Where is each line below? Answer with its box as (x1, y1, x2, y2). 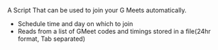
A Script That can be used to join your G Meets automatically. (7, 6, 187, 14)
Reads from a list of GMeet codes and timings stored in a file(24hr (17, 27, 211, 35)
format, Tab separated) (17, 35, 86, 43)
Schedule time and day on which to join (17, 20, 133, 27)
